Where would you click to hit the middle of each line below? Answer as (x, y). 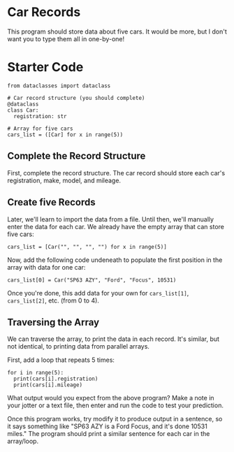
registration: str (41, 116)
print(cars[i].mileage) (48, 385)
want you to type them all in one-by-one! (66, 38)
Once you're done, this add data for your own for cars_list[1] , (98, 293)
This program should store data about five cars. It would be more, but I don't (117, 31)
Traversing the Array (53, 322)
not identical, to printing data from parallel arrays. (79, 347)
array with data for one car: (46, 267)
